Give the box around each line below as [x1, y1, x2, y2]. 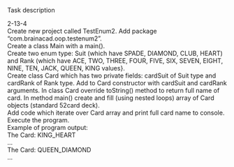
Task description [7, 6, 56, 14]
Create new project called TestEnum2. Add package [7, 27, 157, 35]
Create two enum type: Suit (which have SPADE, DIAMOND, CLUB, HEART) [7, 49, 224, 57]
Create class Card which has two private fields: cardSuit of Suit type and [7, 71, 217, 80]
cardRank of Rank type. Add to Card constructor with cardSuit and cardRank [7, 79, 227, 87]
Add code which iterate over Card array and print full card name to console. [7, 108, 225, 117]
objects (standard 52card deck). [7, 101, 100, 109]
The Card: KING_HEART [7, 131, 76, 139]
